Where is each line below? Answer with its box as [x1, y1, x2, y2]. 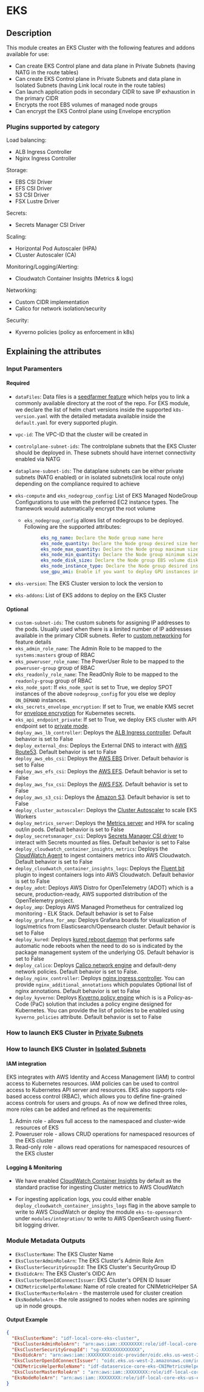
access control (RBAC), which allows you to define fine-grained [23, 1093, 182, 1100]
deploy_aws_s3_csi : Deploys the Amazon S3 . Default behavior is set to [15, 793, 190, 801]
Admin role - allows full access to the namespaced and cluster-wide [15, 1118, 186, 1125]
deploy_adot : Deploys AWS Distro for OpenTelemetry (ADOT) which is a [15, 884, 194, 891]
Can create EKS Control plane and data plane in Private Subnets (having [15, 62, 195, 69]
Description [6, 28, 52, 38]
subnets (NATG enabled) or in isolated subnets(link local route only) [15, 473, 185, 481]
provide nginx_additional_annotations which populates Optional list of [15, 981, 192, 989]
